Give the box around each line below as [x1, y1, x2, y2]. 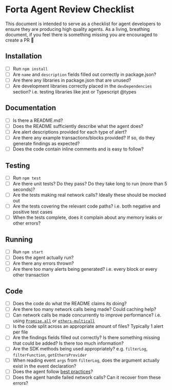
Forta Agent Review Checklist [5, 4, 135, 15]
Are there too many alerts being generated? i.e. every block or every [12, 266, 158, 272]
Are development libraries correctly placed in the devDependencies [12, 83, 152, 89]
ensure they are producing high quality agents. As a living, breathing [5, 26, 150, 32]
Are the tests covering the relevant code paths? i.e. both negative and [12, 203, 161, 209]
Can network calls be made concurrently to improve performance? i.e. [12, 312, 162, 318]
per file [12, 329, 28, 335]
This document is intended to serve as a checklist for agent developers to [5, 21, 161, 27]
